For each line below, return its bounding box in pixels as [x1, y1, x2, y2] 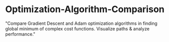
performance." [5, 31, 35, 37]
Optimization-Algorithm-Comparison [5, 4, 164, 15]
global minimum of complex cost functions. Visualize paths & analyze [5, 25, 150, 31]
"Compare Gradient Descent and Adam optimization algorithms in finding [5, 20, 158, 26]
